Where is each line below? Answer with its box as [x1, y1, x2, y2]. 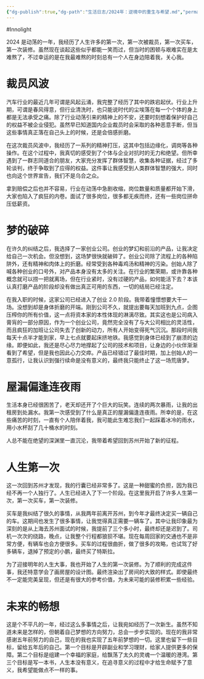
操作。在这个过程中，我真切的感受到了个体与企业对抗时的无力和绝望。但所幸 [6, 149, 198, 156]
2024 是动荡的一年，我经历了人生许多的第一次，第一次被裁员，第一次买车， [6, 38, 197, 46]
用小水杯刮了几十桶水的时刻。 [6, 424, 81, 432]
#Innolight [6, 26, 32, 33]
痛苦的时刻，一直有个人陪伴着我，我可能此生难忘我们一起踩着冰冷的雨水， [11, 416, 198, 424]
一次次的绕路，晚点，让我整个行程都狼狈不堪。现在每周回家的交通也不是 [11, 533, 192, 540]
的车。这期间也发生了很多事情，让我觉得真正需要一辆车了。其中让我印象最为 [6, 517, 198, 525]
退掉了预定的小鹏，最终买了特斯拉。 [27, 548, 118, 555]
